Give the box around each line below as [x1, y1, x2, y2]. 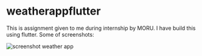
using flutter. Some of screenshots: [6, 30, 94, 38]
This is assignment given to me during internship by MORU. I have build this [6, 24, 196, 32]
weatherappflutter [6, 4, 101, 18]
